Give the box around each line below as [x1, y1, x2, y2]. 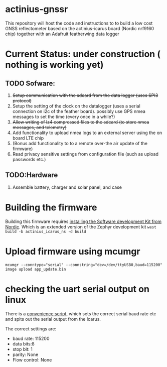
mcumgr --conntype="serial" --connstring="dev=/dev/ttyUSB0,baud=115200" [5, 262, 163, 267]
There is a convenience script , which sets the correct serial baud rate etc [5, 310, 156, 317]
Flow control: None [12, 356, 52, 362]
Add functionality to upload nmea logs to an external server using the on [12, 130, 162, 136]
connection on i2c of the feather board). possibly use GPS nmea [12, 108, 145, 114]
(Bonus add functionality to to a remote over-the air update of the [12, 140, 148, 146]
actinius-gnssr [5, 4, 68, 15]
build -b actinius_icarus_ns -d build [5, 229, 86, 234]
